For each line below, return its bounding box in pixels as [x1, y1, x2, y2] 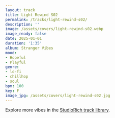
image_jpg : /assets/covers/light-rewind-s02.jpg [5, 93, 110, 98]
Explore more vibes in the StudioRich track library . [5, 107, 110, 113]
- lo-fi [5, 69, 22, 75]
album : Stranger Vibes [5, 45, 53, 51]
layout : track [5, 7, 36, 13]
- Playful [5, 60, 26, 65]
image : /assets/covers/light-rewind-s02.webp [5, 27, 103, 32]
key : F [5, 88, 19, 93]
